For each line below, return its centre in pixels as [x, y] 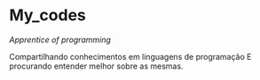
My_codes [48, 15]
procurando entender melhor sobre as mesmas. [96, 66]
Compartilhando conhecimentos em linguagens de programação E [130, 56]
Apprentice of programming [60, 40]
